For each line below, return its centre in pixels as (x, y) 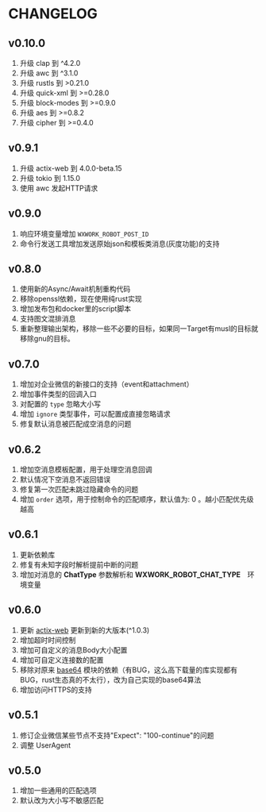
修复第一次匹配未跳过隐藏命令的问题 (79, 490)
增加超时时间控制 (48, 640)
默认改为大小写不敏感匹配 (62, 800)
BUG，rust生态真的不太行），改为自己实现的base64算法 (110, 679)
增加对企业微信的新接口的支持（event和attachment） (106, 384)
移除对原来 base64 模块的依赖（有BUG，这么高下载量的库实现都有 (129, 670)
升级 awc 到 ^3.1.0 (49, 73)
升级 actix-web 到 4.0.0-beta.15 (71, 168)
